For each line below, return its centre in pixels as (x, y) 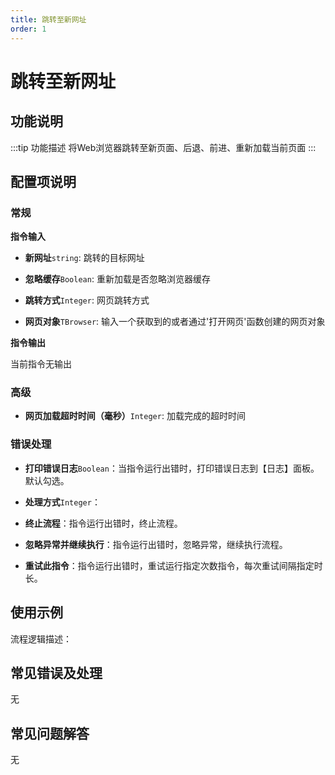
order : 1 (28, 29)
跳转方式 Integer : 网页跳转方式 (87, 300)
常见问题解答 (50, 733)
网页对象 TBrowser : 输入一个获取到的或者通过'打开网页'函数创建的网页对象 (175, 322)
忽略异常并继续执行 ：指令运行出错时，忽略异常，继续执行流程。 (156, 544)
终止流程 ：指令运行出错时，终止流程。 (103, 523)
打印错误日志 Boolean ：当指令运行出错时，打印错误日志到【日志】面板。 (172, 468)
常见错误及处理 (56, 672)
